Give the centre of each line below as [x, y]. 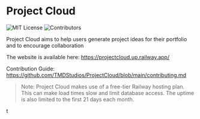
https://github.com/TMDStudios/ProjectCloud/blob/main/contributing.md [96, 75]
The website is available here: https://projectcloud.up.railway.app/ [88, 57]
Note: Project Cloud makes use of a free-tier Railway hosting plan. [103, 86]
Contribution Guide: [31, 68]
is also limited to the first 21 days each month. [77, 99]
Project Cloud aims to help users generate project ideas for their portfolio [97, 39]
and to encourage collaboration [45, 45]
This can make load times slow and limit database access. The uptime [107, 93]
